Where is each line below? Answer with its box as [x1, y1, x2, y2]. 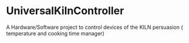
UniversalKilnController [6, 4, 125, 18]
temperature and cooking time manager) [6, 29, 105, 37]
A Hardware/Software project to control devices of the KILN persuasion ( [6, 24, 183, 31]
